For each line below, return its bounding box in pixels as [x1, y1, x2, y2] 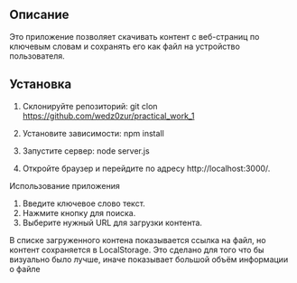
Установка [9, 77, 72, 92]
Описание [9, 7, 70, 23]
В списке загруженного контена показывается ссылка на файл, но [9, 234, 266, 245]
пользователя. [9, 50, 65, 61]
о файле [9, 263, 41, 274]
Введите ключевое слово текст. [22, 198, 146, 209]
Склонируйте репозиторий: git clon [22, 100, 158, 111]
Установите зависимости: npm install [22, 127, 164, 138]
